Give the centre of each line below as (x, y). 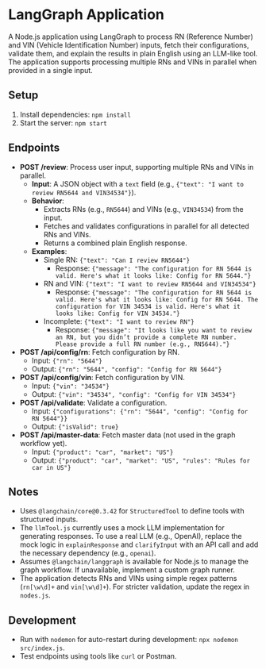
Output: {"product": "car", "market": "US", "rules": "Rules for (141, 460)
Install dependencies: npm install (75, 114)
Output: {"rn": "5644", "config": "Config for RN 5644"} (127, 369)
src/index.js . (42, 648)
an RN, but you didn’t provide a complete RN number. (146, 337)
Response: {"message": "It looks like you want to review (154, 329)
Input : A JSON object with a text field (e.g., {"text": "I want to (138, 183)
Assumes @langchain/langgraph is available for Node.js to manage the (134, 562)
